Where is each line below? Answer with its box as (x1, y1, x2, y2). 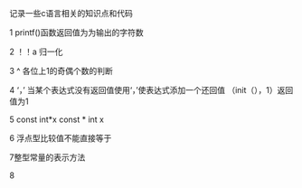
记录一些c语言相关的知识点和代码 (9, 8, 133, 18)
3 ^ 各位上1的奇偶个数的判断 (9, 66, 113, 76)
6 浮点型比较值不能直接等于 (9, 133, 112, 143)
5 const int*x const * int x (9, 114, 104, 125)
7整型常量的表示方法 (9, 152, 86, 163)
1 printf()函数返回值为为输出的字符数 (9, 27, 144, 38)
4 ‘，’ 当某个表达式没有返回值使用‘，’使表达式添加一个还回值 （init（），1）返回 (9, 85, 294, 95)
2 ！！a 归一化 (9, 46, 63, 57)
